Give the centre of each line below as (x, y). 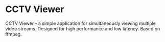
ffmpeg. (14, 34)
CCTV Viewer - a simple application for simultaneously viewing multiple (80, 23)
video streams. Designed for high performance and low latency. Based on (83, 28)
